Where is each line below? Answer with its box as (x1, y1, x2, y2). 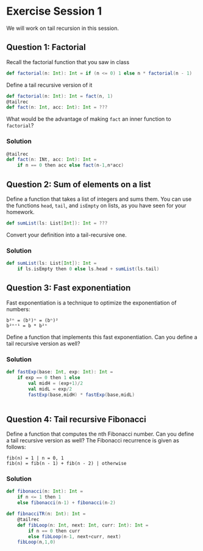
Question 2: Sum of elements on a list (6, 179, 151, 190)
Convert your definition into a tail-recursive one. (6, 231, 127, 239)
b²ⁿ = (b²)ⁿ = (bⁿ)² (6, 317, 59, 323)
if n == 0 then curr (28, 528, 80, 534)
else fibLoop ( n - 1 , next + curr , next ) (28, 533, 121, 539)
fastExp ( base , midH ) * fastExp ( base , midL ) (28, 392, 135, 398)
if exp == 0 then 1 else (17, 374, 80, 381)
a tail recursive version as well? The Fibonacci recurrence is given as (6, 437, 180, 444)
